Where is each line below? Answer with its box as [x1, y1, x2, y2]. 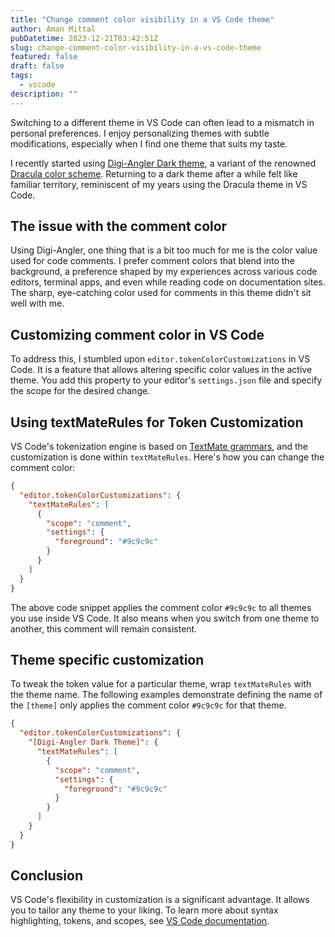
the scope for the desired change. [10, 385, 151, 397]
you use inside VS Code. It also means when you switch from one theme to [10, 612, 320, 624]
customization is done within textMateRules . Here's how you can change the [10, 451, 325, 463]
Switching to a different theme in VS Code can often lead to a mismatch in [10, 116, 315, 128]
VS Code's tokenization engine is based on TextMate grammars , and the [10, 441, 308, 453]
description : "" [10, 89, 78, 99]
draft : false [10, 61, 65, 71]
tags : [10, 71, 33, 81]
